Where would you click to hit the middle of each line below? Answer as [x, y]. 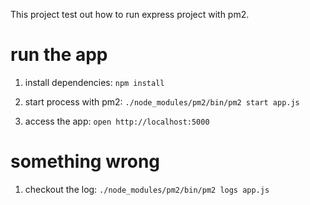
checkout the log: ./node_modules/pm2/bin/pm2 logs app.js [147, 189]
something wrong [85, 161]
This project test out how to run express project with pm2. [130, 14]
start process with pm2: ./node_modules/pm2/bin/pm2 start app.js [162, 101]
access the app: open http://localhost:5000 [117, 121]
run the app [59, 55]
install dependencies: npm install [94, 82]
